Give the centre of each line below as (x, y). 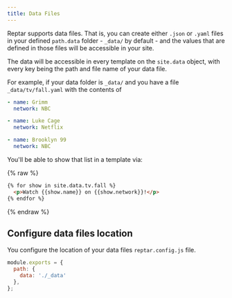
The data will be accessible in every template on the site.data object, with (114, 61)
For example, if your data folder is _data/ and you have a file (93, 82)
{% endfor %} (26, 198)
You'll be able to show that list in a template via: (75, 159)
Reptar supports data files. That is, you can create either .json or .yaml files (115, 33)
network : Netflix (38, 128)
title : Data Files (34, 13)
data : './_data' (43, 276)
